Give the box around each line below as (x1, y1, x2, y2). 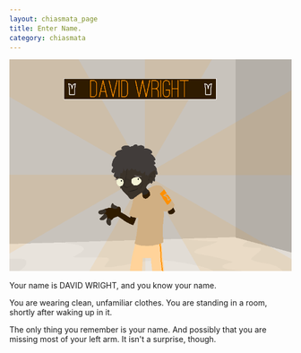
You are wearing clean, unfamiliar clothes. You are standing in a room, (9, 297, 268, 308)
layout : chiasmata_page (9, 14, 99, 23)
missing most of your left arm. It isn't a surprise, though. (9, 334, 217, 345)
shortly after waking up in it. (9, 307, 113, 318)
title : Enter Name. (9, 23, 82, 33)
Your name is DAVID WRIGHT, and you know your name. (9, 280, 217, 291)
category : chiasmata (9, 33, 87, 42)
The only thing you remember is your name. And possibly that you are (9, 324, 267, 335)
